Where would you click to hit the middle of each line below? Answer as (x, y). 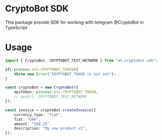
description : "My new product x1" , (51, 129)
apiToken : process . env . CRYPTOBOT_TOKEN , (56, 92)
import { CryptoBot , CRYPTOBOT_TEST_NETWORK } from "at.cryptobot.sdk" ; (81, 60)
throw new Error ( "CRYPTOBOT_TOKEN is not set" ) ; (65, 74)
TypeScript (16, 27)
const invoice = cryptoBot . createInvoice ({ (51, 110)
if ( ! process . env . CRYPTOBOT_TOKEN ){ (42, 70)
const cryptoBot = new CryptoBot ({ (42, 87)
